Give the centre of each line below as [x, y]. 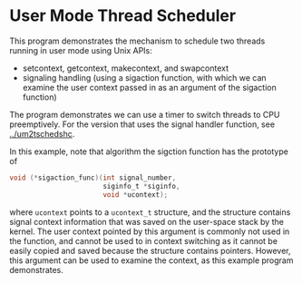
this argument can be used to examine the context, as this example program [151, 260]
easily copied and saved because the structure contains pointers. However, [151, 250]
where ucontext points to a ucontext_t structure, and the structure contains [150, 212]
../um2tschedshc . [42, 133]
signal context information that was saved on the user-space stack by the [146, 221]
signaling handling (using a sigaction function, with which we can [144, 77]
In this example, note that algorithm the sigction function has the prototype [149, 151]
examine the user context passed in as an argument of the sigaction [149, 87]
